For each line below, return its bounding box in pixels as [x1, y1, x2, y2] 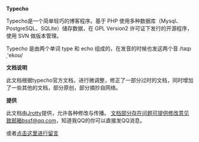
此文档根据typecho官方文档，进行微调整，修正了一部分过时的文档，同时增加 [6, 77, 194, 84]
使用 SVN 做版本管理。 [6, 32, 63, 39]
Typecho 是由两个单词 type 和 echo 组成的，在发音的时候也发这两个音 [6, 45, 179, 52]
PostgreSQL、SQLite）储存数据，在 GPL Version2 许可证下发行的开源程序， [6, 25, 192, 32]
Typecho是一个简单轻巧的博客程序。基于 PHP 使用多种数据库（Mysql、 [6, 17, 182, 24]
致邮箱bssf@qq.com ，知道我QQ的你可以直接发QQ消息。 [6, 117, 145, 124]
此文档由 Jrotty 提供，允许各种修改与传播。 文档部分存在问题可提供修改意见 [6, 110, 189, 116]
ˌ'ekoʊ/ [6, 52, 23, 58]
